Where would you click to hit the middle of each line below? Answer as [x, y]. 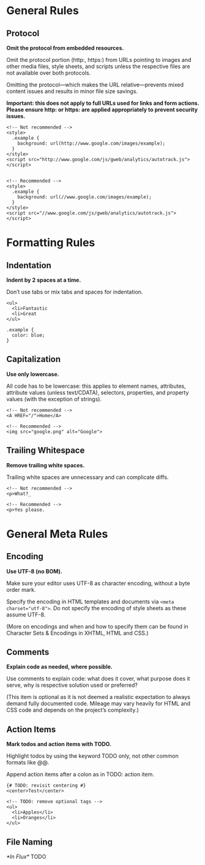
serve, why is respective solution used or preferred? [72, 685]
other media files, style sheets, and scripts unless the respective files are [99, 66]
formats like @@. [28, 763]
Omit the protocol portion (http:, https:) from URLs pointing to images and [99, 60]
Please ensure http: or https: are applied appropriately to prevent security [102, 110]
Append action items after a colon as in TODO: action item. [80, 774]
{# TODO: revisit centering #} [46, 786]
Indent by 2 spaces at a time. [44, 280]
